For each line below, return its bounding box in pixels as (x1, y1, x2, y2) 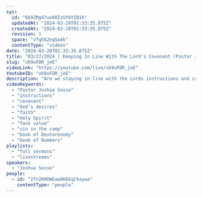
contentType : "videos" (11, 43, 69, 49)
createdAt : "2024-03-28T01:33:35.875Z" (11, 25, 112, 32)
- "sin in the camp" (11, 126, 63, 132)
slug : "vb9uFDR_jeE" (6, 59, 58, 65)
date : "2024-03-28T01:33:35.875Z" (6, 48, 93, 54)
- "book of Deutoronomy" (11, 132, 74, 138)
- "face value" (11, 121, 50, 127)
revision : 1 (11, 31, 42, 37)
